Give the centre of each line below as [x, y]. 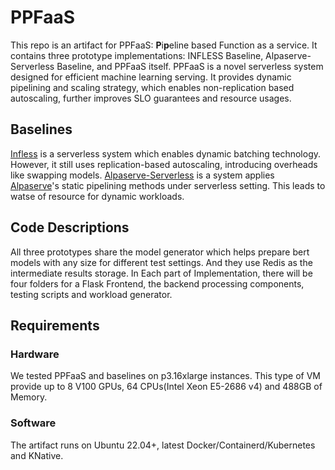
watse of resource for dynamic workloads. [97, 196]
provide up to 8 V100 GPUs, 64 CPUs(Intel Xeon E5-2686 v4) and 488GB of [166, 387]
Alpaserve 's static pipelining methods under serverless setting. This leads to [168, 185]
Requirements [55, 325]
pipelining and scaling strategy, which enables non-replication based [152, 87]
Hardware [35, 354]
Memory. [29, 397]
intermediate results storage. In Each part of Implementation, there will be [161, 273]
